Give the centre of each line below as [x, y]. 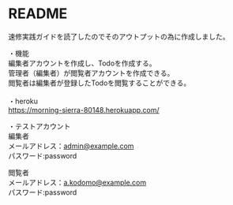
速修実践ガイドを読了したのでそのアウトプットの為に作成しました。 [119, 36]
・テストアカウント [39, 126]
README [38, 14]
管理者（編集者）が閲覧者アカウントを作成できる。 [91, 73]
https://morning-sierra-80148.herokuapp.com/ [84, 110]
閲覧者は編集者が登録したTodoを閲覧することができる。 [100, 83]
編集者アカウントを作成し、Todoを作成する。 [82, 63]
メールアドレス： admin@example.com [71, 146]
